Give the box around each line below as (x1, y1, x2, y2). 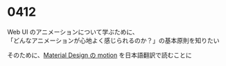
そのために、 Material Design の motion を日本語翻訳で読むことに (7, 51, 192, 59)
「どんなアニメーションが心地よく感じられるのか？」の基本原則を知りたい (7, 36, 220, 45)
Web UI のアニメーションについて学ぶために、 (7, 27, 139, 36)
